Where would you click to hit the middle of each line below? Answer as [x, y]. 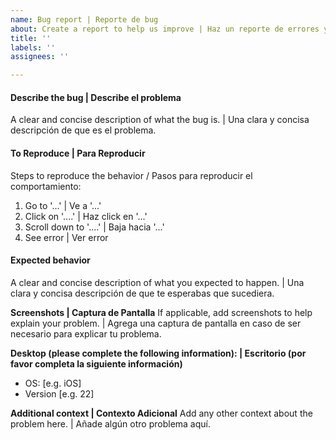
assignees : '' [40, 57]
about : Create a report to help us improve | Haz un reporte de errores [165, 29]
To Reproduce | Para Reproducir [78, 153]
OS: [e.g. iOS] [53, 383]
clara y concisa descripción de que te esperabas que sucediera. [142, 293]
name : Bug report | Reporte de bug [84, 19]
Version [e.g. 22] [59, 393]
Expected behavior [50, 260]
